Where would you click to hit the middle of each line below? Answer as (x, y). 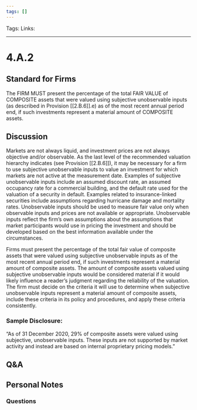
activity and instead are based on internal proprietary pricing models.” (91, 346)
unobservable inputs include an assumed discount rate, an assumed (89, 182)
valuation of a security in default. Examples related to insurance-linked (91, 194)
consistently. (21, 305)
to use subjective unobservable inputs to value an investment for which (92, 169)
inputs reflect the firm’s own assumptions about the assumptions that (89, 219)
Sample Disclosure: (34, 321)
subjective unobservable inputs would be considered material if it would (93, 274)
